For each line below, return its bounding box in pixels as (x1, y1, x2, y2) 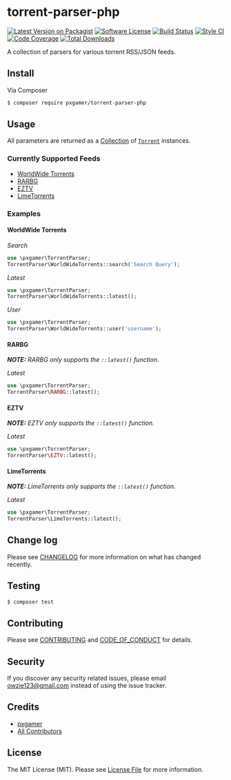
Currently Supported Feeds (7, 154, 101, 163)
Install (7, 68, 34, 79)
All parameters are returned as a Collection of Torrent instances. (7, 137, 191, 145)
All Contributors (17, 727, 62, 735)
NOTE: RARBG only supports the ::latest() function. (7, 356, 160, 364)
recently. (7, 560, 32, 568)
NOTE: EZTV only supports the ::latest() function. (7, 419, 154, 428)
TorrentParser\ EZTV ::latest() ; (7, 452, 97, 459)
